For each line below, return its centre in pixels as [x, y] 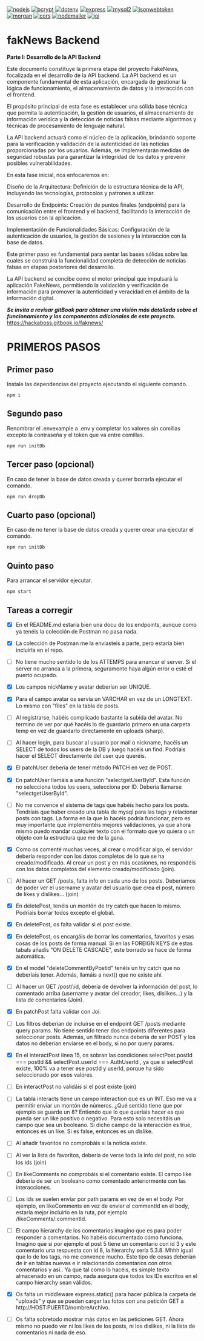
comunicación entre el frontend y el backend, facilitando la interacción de [99, 211]
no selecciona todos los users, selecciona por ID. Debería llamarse [99, 787]
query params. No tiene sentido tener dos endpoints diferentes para [100, 1031]
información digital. [31, 298]
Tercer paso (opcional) [51, 465]
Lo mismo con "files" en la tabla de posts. [67, 706]
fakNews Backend [54, 40]
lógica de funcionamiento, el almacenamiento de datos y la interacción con [100, 88]
